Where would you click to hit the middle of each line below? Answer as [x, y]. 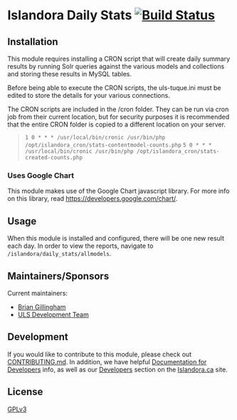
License [25, 392]
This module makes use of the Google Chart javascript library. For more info [118, 191]
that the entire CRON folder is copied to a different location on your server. [117, 124]
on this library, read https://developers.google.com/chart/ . [93, 199]
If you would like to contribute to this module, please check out [100, 354]
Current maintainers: [37, 293]
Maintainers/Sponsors [58, 276]
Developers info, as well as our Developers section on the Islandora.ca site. [117, 369]
